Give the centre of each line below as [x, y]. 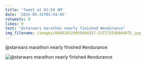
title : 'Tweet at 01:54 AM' [35, 10]
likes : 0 [14, 24]
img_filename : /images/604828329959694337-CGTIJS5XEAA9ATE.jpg [73, 33]
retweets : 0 [18, 19]
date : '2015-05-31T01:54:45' [36, 14]
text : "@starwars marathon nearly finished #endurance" [65, 28]
